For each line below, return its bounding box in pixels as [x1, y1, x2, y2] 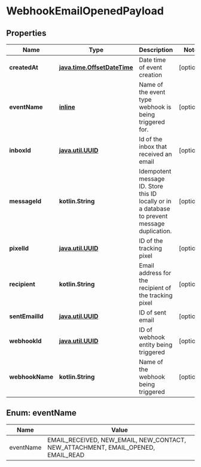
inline [59, 103, 75, 111]
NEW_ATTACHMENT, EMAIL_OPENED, [47, 443, 156, 451]
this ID [138, 190, 157, 198]
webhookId [9, 337, 42, 345]
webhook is [138, 103, 172, 111]
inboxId [9, 146, 31, 154]
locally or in [138, 197, 172, 205]
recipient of [138, 284, 172, 292]
